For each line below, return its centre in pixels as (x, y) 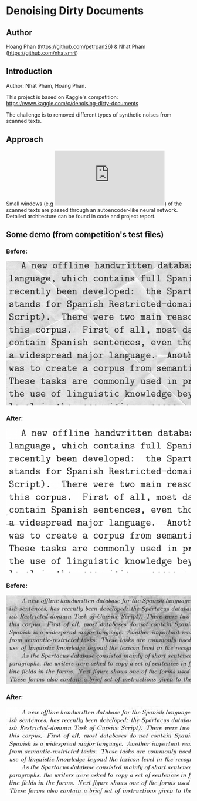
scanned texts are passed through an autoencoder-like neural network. (92, 210)
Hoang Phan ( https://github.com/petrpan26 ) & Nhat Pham (76, 46)
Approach (25, 139)
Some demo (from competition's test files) (85, 235)
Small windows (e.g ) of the (94, 204)
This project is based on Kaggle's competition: (62, 97)
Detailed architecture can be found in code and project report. (81, 216)
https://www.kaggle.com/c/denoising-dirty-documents (72, 103)
